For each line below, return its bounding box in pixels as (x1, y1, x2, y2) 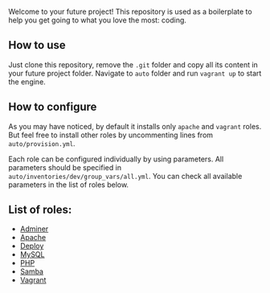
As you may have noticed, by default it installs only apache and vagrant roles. (8, 121, 262, 131)
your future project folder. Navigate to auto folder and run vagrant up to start (8, 68, 262, 78)
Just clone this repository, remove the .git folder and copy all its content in (8, 59, 259, 69)
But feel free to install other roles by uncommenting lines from (8, 130, 214, 140)
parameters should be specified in (8, 162, 122, 172)
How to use (8, 39, 66, 52)
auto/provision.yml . (8, 138, 76, 148)
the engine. (8, 76, 46, 87)
